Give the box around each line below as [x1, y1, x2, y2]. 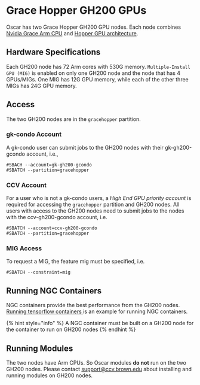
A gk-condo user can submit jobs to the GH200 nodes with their [6, 144, 164, 151]
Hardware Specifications [6, 47, 101, 57]
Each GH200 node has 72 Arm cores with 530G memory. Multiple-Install [6, 63, 191, 70]
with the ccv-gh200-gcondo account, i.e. [6, 214, 107, 221]
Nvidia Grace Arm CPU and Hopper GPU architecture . [6, 29, 139, 37]
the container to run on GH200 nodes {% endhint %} [6, 326, 136, 333]
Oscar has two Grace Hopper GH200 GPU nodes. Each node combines [6, 23, 181, 31]
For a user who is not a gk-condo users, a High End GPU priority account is [6, 195, 192, 202]
